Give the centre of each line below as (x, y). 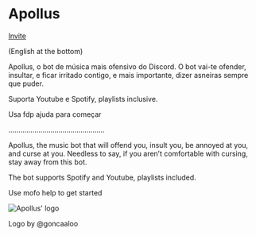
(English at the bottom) (46, 51)
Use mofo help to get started (55, 192)
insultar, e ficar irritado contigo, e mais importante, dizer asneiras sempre (128, 75)
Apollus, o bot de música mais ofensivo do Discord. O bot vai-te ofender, (127, 66)
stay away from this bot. (48, 162)
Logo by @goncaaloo (43, 223)
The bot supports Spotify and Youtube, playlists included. (102, 177)
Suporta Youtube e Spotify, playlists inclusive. (83, 99)
